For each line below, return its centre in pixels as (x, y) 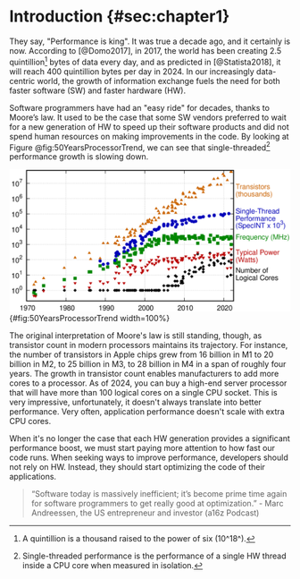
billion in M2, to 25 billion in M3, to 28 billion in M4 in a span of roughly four (148, 364)
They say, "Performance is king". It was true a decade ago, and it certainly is (150, 41)
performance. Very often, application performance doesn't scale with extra (147, 412)
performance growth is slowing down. (79, 157)
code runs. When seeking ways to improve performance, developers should (149, 457)
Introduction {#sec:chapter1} (120, 17)
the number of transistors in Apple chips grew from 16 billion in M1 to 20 (142, 354)
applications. (33, 477)
